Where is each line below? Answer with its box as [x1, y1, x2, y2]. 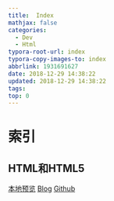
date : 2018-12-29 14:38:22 [8, 70, 96, 78]
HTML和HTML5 [8, 162, 85, 175]
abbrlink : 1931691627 [8, 63, 79, 71]
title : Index [8, 11, 55, 20]
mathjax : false [8, 19, 58, 27]
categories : [8, 26, 47, 34]
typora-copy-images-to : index [8, 56, 107, 64]
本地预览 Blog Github [8, 184, 76, 193]
